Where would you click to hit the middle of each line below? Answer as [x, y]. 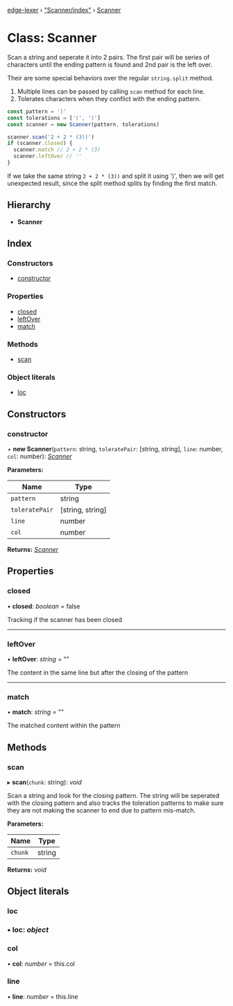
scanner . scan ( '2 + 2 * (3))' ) [51, 137]
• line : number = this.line [43, 996]
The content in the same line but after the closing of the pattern [98, 673]
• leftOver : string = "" [38, 659]
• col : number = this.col [41, 964]
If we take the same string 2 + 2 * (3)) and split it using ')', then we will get [115, 175]
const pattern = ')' [37, 111]
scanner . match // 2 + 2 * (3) [57, 150]
